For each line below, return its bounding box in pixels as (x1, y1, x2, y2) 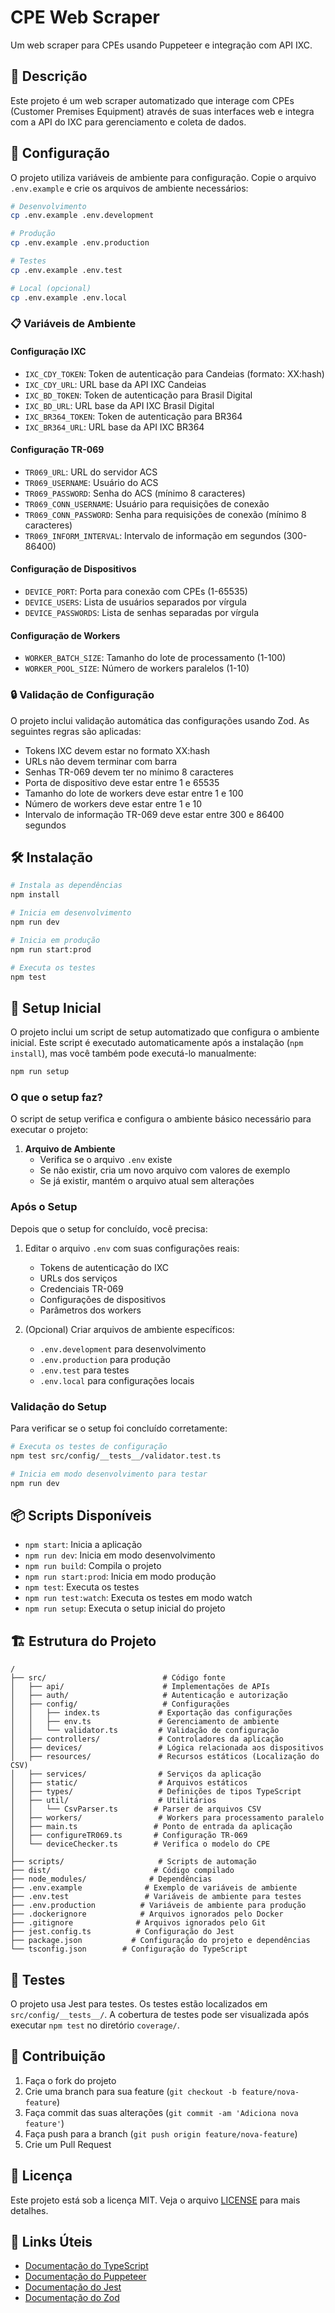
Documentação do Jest (24, 2281, 122, 2293)
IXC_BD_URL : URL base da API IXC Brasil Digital (24, 399, 215, 411)
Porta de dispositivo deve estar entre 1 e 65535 (24, 776, 220, 788)
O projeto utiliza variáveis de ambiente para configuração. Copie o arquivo (10, 171, 317, 183)
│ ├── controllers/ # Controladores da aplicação (10, 1734, 284, 1745)
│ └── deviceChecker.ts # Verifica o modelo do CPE (10, 1839, 271, 1850)
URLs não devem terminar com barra (24, 755, 178, 767)
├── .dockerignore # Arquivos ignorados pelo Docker (10, 1909, 284, 1920)
